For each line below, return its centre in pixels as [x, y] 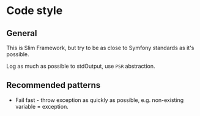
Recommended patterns [54, 85]
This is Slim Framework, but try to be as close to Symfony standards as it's [100, 48]
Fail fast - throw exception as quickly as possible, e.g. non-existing [99, 100]
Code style [35, 11]
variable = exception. [42, 106]
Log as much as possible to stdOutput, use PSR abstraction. [81, 66]
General [22, 33]
